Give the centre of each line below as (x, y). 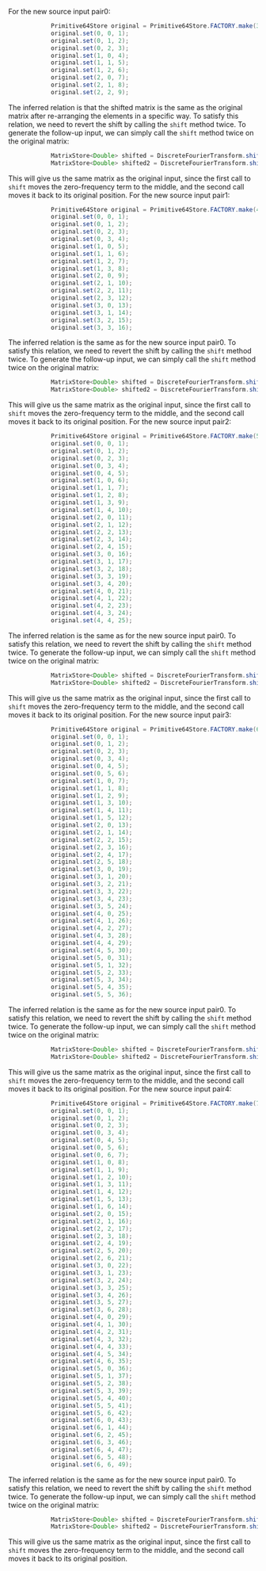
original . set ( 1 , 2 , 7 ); (89, 261)
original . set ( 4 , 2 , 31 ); (91, 1332)
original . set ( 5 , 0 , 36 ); (91, 1369)
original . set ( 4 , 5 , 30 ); (91, 950)
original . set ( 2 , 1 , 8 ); (89, 85)
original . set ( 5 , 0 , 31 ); (91, 958)
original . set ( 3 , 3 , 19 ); (91, 576)
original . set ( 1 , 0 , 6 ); (89, 480)
